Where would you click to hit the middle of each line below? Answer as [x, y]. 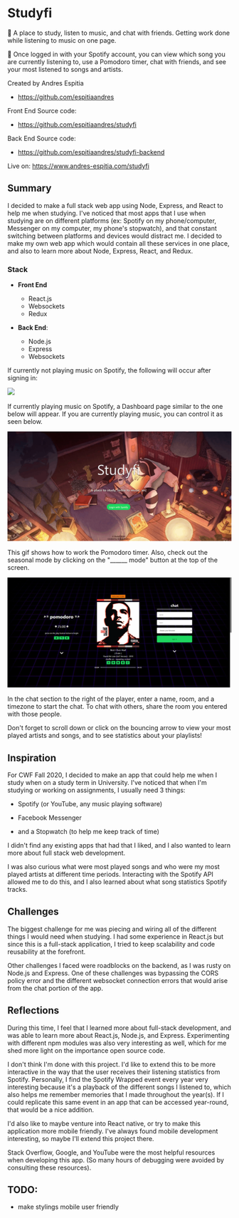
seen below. [25, 422]
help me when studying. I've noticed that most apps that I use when [107, 213]
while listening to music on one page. [62, 40]
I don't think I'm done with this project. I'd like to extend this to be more [111, 1064]
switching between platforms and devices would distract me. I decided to [115, 236]
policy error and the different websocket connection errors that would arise [118, 980]
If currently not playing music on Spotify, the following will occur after [109, 370]
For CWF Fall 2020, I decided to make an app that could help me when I [112, 775]
